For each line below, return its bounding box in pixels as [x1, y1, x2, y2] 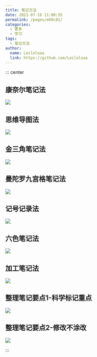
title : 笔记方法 [5, 7, 37, 13]
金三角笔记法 [5, 145, 46, 154]
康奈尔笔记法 [5, 85, 46, 94]
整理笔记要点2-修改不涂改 [5, 324, 87, 332]
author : [5, 46, 22, 51]
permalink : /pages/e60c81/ [5, 17, 63, 22]
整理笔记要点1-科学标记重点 [5, 293, 92, 303]
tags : [5, 36, 17, 42]
